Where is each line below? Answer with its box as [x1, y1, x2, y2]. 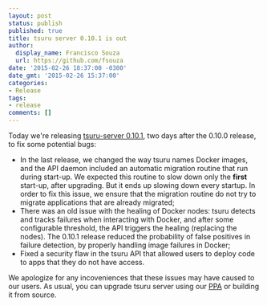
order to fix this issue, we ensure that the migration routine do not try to [19, 190, 257, 198]
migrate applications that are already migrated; [19, 198, 175, 207]
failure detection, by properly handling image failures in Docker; [19, 240, 231, 250]
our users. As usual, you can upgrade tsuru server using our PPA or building [8, 282, 260, 291]
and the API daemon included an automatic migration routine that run [19, 164, 249, 173]
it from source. [8, 290, 58, 300]
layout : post [8, 11, 52, 20]
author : [8, 42, 34, 50]
